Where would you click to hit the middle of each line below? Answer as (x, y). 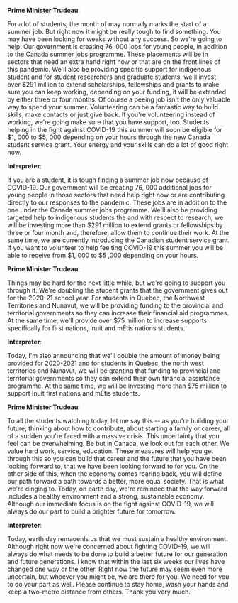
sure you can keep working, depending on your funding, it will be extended (117, 92)
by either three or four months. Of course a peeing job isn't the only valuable (119, 99)
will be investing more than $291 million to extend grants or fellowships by (115, 225)
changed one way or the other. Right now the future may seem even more (115, 569)
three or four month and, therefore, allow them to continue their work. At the (118, 233)
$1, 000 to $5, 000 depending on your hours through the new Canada (109, 137)
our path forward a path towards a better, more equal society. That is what (116, 481)
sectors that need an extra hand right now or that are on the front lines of (114, 62)
